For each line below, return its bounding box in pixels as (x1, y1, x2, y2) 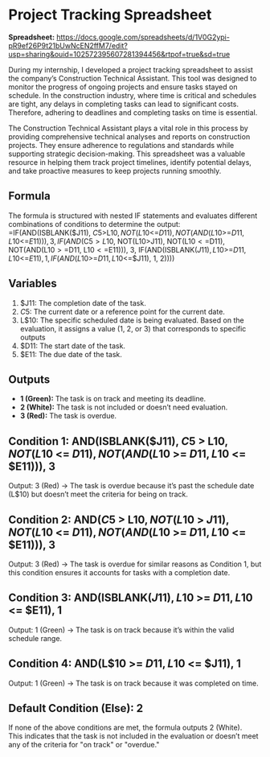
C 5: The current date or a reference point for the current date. (19, 307, 225, 316)
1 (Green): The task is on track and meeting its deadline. (19, 394, 207, 404)
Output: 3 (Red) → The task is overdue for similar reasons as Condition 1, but (8, 559, 262, 569)
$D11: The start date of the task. (19, 340, 126, 351)
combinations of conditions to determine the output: (8, 219, 181, 228)
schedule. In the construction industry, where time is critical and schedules (8, 90, 257, 100)
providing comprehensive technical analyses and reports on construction (8, 131, 251, 142)
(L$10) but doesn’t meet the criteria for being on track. (8, 489, 189, 500)
